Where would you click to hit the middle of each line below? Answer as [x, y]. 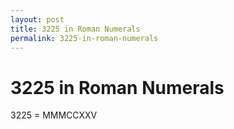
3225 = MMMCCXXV [54, 115]
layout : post [37, 19]
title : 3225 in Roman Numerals [75, 29]
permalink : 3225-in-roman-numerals [84, 38]
